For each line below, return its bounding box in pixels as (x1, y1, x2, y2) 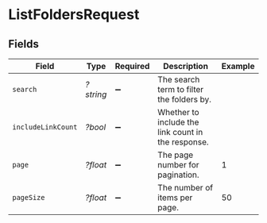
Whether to (157, 107, 200, 117)
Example (221, 61, 255, 71)
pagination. (157, 169, 200, 180)
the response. (157, 136, 209, 148)
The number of (157, 183, 213, 193)
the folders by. (157, 94, 212, 105)
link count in (157, 127, 203, 137)
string (84, 89, 107, 100)
